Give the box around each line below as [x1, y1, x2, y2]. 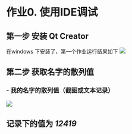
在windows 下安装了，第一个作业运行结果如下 [6, 48, 118, 55]
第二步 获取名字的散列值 [6, 67, 94, 77]
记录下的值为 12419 [6, 119, 77, 129]
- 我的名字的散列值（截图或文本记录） [6, 86, 114, 95]
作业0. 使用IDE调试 [6, 5, 98, 19]
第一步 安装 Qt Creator [6, 31, 89, 41]
